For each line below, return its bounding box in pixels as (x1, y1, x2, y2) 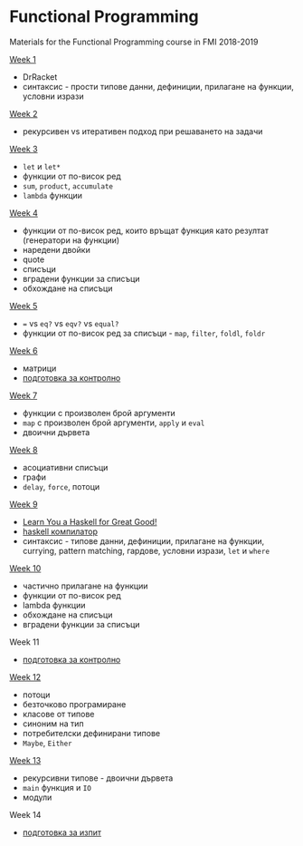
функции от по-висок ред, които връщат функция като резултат (22, 225, 270, 236)
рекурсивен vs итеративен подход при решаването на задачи (22, 125, 263, 137)
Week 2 (9, 108, 38, 119)
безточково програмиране (22, 698, 127, 709)
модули (22, 792, 52, 802)
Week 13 (9, 754, 42, 765)
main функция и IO (22, 782, 92, 793)
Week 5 (9, 300, 38, 311)
